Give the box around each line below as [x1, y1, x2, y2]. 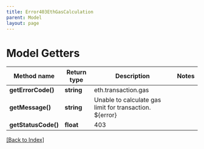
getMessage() [9, 104, 52, 112]
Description [115, 72, 150, 81]
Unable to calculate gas [93, 96, 161, 104]
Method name [13, 72, 55, 81]
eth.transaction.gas [93, 86, 149, 94]
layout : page [6, 20, 39, 26]
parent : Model [6, 15, 42, 21]
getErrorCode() [9, 86, 55, 94]
